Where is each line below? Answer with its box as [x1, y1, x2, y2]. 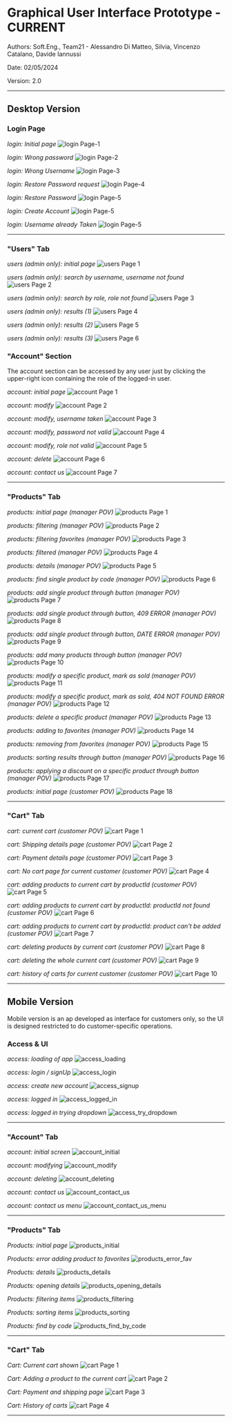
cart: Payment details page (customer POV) [7, 853, 132, 862]
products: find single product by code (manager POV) [7, 574, 161, 583]
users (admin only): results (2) [7, 320, 93, 329]
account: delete [7, 455, 52, 463]
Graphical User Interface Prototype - [7, 5, 221, 21]
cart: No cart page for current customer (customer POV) [7, 867, 168, 875]
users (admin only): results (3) [7, 334, 93, 342]
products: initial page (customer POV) [7, 787, 115, 795]
